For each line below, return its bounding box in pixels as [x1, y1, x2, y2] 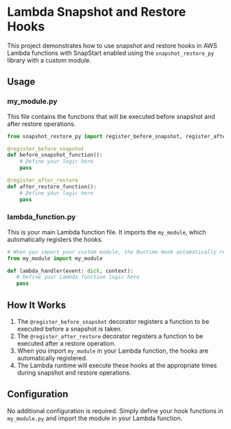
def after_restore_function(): [7, 183, 97, 190]
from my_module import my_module [7, 255, 103, 262]
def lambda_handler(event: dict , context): [7, 267, 134, 274]
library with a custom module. [7, 56, 91, 64]
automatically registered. [16, 353, 88, 362]
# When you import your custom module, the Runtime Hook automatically [7, 248, 217, 255]
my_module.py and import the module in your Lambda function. [7, 414, 183, 422]
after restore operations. [7, 120, 76, 128]
